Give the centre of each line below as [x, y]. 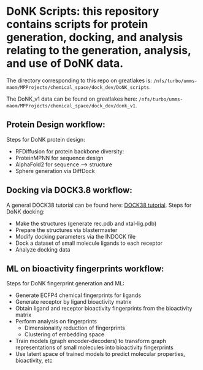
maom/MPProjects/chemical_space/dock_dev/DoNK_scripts [78, 87]
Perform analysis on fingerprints [56, 322]
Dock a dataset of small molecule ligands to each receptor [89, 243]
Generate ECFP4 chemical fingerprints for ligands [78, 295]
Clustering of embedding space [64, 334]
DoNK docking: [25, 211]
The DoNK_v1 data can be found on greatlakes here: [72, 99]
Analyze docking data [43, 249]
